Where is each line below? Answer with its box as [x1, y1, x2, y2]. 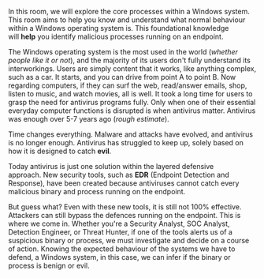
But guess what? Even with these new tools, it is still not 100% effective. [8, 202, 242, 212]
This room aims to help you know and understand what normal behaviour [8, 15, 246, 24]
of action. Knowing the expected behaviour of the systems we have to [8, 244, 236, 254]
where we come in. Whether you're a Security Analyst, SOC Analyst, [8, 219, 230, 228]
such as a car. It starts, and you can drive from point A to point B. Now [8, 73, 236, 81]
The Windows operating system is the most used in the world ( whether [8, 47, 239, 56]
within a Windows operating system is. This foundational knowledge [8, 24, 229, 32]
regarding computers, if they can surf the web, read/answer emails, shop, [8, 81, 247, 90]
